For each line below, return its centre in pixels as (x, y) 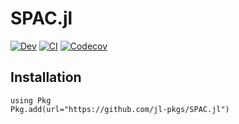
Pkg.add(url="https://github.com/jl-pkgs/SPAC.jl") (120, 109)
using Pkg (31, 100)
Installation (46, 77)
